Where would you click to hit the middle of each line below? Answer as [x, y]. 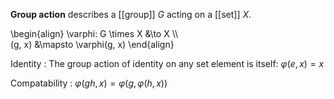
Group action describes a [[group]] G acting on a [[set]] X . [131, 14]
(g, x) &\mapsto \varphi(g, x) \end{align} [92, 44]
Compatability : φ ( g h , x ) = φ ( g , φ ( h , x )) [89, 83]
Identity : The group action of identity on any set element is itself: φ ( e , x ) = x [167, 63]
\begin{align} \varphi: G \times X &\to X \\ [94, 33]
